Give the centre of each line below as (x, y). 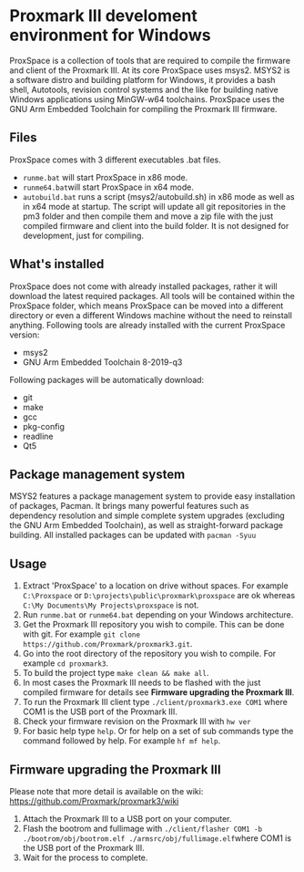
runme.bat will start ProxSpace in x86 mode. (105, 177)
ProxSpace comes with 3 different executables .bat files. (115, 160)
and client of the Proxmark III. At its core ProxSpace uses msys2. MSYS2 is (150, 70)
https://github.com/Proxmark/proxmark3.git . (107, 644)
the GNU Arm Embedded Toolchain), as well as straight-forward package (147, 525)
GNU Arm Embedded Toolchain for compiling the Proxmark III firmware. (143, 109)
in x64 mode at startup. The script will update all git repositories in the (154, 206)
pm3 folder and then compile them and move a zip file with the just (148, 216)
